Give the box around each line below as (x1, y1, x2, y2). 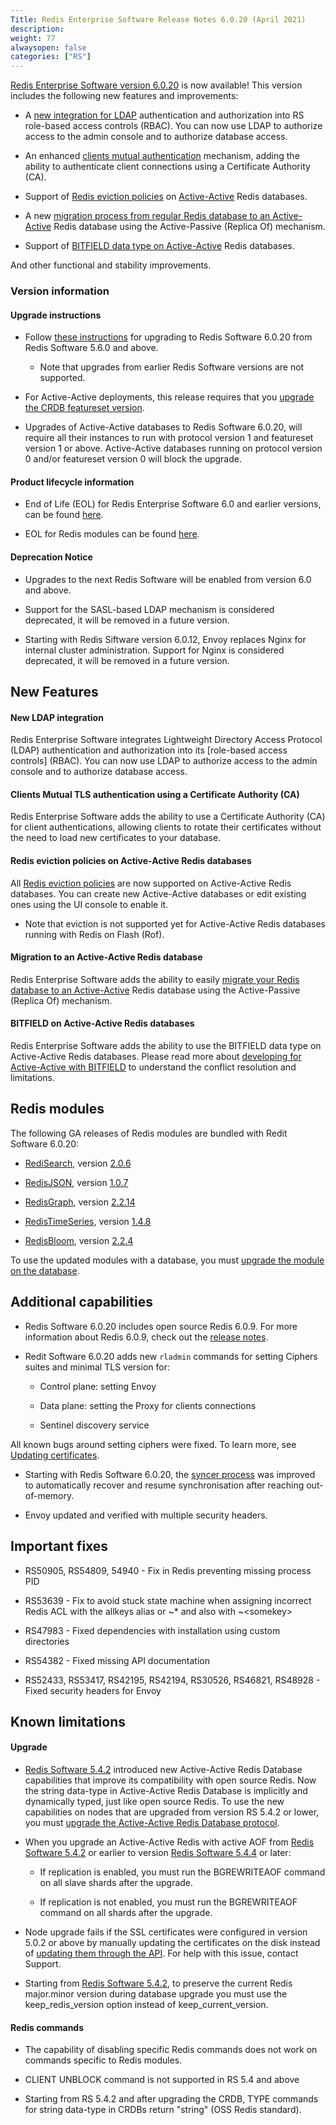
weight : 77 (10, 33, 56, 43)
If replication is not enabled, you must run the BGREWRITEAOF (39, 1896, 298, 1908)
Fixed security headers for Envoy (24, 1684, 162, 1696)
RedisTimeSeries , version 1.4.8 (24, 1215, 152, 1227)
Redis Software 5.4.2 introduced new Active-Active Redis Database (24, 1764, 303, 1776)
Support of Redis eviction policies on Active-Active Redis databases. (24, 191, 308, 203)
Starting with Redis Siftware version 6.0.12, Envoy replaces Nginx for (24, 633, 307, 645)
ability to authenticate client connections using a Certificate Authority (24, 161, 311, 173)
